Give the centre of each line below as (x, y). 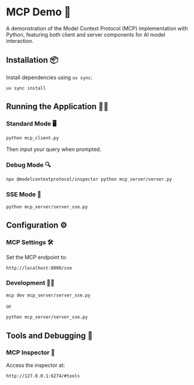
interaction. (20, 41)
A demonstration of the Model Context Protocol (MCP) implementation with (97, 28)
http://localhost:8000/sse (39, 268)
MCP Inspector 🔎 (31, 352)
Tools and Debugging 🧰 (49, 335)
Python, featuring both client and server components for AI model (86, 34)
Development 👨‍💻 (30, 283)
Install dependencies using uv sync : (49, 77)
